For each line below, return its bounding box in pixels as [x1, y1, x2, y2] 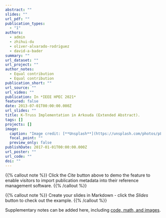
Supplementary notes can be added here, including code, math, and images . [5, 207, 161, 213]
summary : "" [5, 53, 30, 58]
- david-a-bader [9, 48, 43, 53]
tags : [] [5, 117, 23, 122]
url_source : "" [5, 85, 37, 90]
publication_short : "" [5, 80, 52, 85]
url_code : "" [5, 154, 32, 159]
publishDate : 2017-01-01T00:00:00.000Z [5, 145, 87, 150]
